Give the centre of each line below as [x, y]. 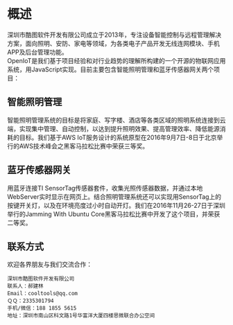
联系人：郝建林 [25, 286]
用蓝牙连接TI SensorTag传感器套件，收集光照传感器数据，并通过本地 [105, 188]
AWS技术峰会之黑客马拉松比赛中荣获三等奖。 [84, 146]
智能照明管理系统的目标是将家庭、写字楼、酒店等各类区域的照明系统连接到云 [116, 120]
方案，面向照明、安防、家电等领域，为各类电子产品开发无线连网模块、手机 [113, 43]
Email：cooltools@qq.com [43, 294]
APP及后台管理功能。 [37, 52]
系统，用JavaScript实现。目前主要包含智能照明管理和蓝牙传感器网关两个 [111, 69]
